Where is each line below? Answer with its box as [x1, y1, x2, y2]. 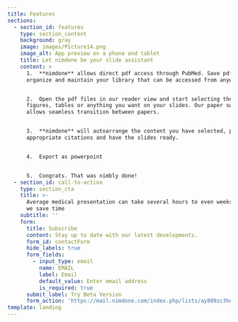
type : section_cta [20, 185, 74, 192]
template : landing [7, 304, 62, 311]
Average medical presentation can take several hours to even [25, 199, 214, 206]
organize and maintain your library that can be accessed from [25, 76, 217, 84]
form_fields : [25, 251, 65, 259]
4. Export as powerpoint [25, 153, 103, 160]
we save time [25, 205, 65, 213]
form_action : [25, 297, 65, 305]
